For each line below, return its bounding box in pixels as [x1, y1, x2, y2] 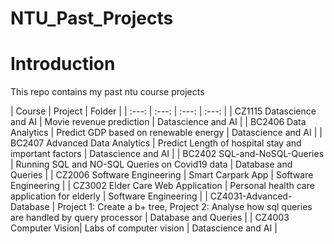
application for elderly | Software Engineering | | [10, 190, 208, 202]
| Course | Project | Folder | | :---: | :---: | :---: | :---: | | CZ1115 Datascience [10, 105, 317, 117]
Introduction [10, 53, 116, 76]
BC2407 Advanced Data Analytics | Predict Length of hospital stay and [10, 137, 302, 149]
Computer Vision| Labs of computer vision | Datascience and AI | [10, 222, 278, 234]
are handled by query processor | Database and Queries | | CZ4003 [10, 212, 290, 224]
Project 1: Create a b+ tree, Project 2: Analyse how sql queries [57, 201, 313, 213]
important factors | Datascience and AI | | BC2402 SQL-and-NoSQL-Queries [10, 148, 325, 160]
